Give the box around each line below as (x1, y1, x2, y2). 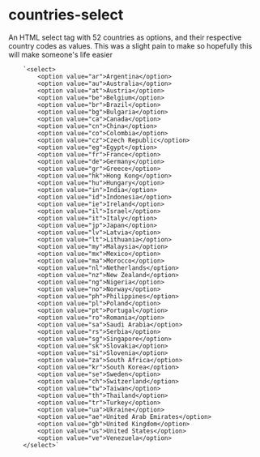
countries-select (8, 6, 124, 24)
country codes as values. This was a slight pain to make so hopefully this (8, 41, 253, 50)
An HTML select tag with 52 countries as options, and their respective (8, 32, 242, 42)
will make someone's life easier (8, 49, 113, 59)
